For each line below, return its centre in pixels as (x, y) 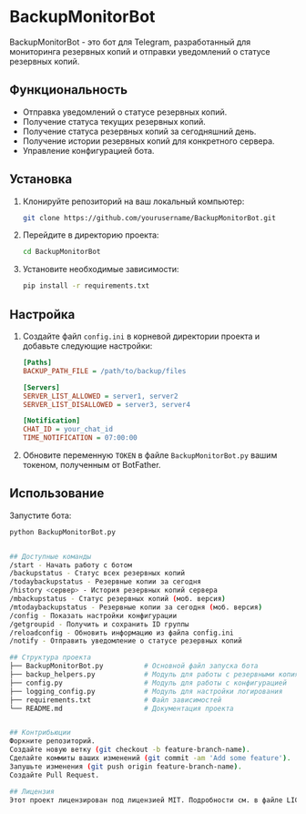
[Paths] (37, 362)
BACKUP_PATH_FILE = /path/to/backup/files (104, 371)
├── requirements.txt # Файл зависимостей (116, 700)
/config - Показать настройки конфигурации (93, 616)
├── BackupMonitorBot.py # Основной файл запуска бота (134, 666)
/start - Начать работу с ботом (71, 565)
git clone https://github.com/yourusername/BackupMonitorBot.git (149, 218)
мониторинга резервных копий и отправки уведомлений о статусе (140, 51)
